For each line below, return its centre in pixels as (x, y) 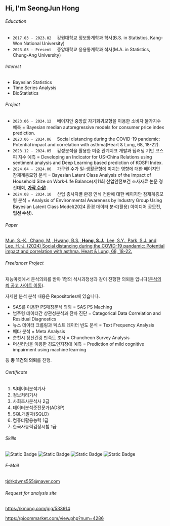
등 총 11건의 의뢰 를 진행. (29, 360)
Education (16, 21)
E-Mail (12, 466)
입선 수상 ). (23, 213)
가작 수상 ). (38, 188)
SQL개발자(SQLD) (31, 414)
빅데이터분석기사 (29, 388)
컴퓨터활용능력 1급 (31, 420)
